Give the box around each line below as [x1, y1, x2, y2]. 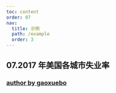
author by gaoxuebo [6, 79, 67, 87]
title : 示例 [11, 25, 40, 32]
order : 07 [6, 14, 31, 20]
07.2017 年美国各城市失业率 [6, 61, 110, 71]
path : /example [11, 31, 50, 37]
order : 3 [11, 37, 34, 43]
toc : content [6, 8, 39, 15]
